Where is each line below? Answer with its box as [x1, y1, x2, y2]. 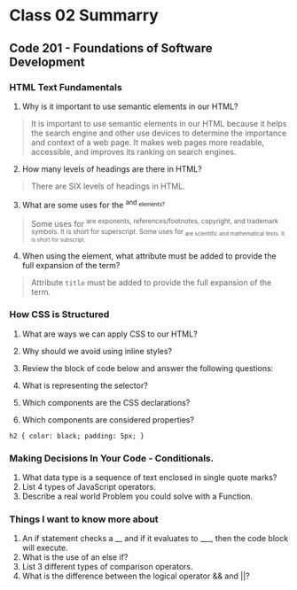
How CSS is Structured [9, 308, 110, 321]
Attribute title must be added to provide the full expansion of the [30, 276, 272, 288]
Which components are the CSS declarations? [21, 397, 191, 408]
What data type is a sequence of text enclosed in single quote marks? [21, 472, 277, 483]
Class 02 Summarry [9, 5, 160, 26]
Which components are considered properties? [21, 414, 195, 425]
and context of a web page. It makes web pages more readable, [30, 136, 264, 147]
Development [9, 54, 86, 69]
